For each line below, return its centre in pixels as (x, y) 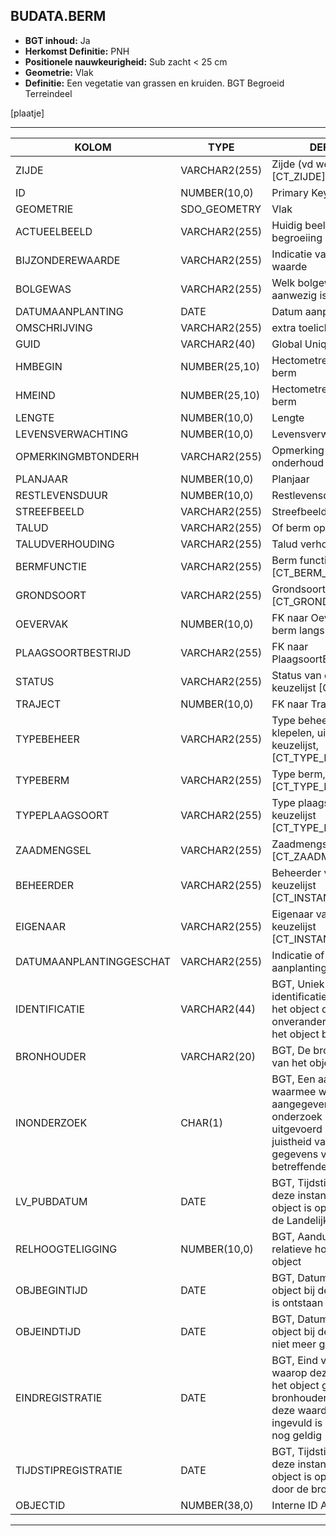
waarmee (294, 1091)
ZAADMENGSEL (53, 850)
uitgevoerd (297, 1129)
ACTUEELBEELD (54, 231)
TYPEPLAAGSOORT (62, 815)
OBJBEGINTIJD (51, 1290)
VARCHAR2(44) (218, 1009)
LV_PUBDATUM (51, 1201)
